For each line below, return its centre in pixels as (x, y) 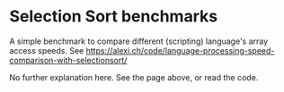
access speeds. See (47, 50)
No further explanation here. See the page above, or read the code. (134, 77)
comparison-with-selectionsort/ (68, 60)
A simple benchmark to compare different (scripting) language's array (139, 41)
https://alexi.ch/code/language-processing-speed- (180, 50)
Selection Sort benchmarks (114, 17)
